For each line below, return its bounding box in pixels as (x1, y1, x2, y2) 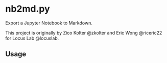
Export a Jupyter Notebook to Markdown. (5, 20, 93, 26)
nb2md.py (5, 3, 50, 15)
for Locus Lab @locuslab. (5, 35, 59, 41)
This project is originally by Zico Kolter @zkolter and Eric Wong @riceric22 (5, 29, 162, 36)
